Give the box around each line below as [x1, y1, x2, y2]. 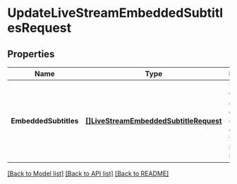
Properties [7, 48, 55, 60]
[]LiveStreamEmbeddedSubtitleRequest [85, 116, 222, 125]
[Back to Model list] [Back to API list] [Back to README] [7, 169, 169, 178]
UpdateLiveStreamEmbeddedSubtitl [7, 5, 224, 21]
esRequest [7, 20, 72, 36]
